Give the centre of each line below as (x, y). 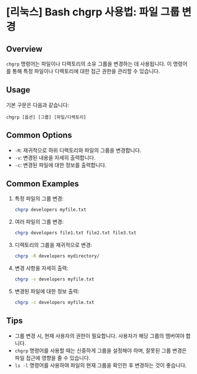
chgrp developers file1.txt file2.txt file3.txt (75, 233)
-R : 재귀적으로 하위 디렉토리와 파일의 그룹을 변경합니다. (78, 150)
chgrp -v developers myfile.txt (54, 279)
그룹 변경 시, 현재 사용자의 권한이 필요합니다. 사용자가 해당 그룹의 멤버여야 (99, 336)
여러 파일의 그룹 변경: (39, 222)
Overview (24, 49)
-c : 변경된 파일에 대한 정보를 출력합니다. (60, 165)
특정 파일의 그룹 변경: (39, 198)
